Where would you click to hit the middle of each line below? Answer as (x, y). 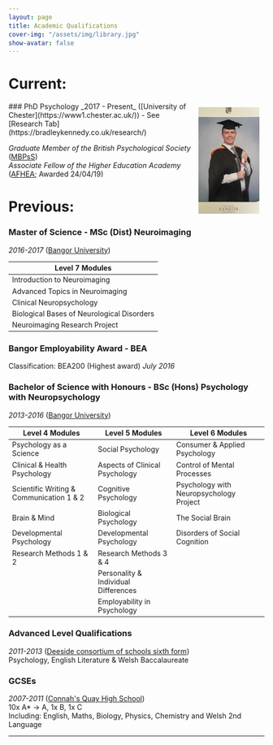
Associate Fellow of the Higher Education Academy (95, 166)
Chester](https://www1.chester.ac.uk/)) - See (84, 115)
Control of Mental (205, 465)
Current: (38, 84)
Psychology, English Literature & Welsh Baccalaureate (99, 660)
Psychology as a (39, 445)
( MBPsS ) (23, 157)
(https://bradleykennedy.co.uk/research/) (78, 132)
